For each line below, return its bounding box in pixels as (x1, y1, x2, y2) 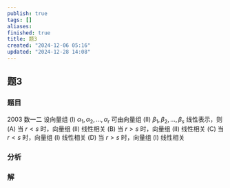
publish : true (7, 10, 48, 17)
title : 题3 (7, 36, 38, 43)
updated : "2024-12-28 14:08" (7, 49, 91, 56)
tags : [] (7, 17, 32, 23)
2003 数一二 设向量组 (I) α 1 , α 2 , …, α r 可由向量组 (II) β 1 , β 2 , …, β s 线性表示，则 (7, 115, 222, 125)
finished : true (7, 29, 51, 36)
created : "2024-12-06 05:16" (7, 42, 91, 49)
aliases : (7, 23, 32, 30)
